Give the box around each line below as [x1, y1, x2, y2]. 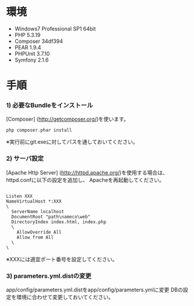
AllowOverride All [16, 229, 62, 235]
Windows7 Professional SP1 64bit [14, 25, 96, 32]
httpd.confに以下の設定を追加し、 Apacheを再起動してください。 [6, 176, 165, 183]
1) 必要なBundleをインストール [6, 101, 93, 109]
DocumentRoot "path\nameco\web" [11, 214, 91, 220]
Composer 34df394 [14, 38, 63, 45]
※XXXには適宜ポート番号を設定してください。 [6, 255, 118, 263]
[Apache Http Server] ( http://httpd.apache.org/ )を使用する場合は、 [6, 169, 168, 176]
